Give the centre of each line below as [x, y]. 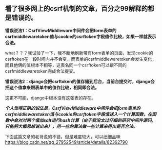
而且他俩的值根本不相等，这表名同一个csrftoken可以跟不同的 [66, 65]
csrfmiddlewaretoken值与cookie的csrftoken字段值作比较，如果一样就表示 [81, 36]
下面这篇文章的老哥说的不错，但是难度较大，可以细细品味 [63, 136]
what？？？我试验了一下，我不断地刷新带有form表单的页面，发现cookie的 [79, 53]
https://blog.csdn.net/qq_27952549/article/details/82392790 [67, 142]
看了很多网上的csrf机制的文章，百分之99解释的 [76, 9]
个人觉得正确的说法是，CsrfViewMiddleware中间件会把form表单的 [73, 108]
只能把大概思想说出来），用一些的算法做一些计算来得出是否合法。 [71, 126]
